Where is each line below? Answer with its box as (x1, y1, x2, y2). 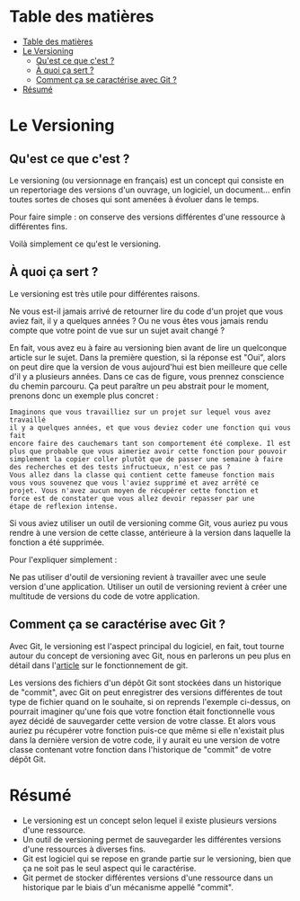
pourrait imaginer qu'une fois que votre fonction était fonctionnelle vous (9, 706, 276, 717)
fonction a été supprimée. (9, 537, 105, 548)
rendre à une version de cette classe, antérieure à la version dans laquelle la (9, 527, 292, 538)
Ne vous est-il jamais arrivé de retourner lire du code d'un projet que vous (9, 306, 284, 317)
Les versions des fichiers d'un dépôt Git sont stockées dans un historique (9, 677, 282, 688)
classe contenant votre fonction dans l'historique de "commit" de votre (9, 744, 272, 754)
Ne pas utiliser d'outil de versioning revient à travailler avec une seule (9, 571, 267, 582)
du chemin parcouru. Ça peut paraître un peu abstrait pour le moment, (9, 380, 269, 391)
